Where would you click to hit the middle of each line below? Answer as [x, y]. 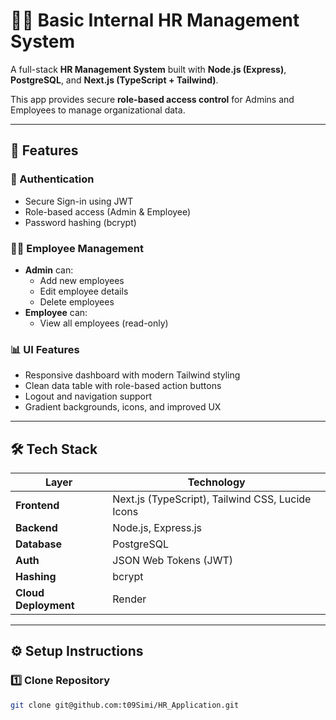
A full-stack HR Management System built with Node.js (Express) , [148, 69]
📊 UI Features [45, 349]
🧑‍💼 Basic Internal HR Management [155, 20]
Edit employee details [84, 291]
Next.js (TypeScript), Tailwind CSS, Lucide [212, 499]
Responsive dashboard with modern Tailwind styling [132, 375]
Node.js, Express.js [157, 528]
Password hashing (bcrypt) [80, 222]
